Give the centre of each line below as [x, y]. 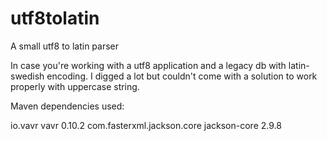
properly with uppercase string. [75, 86]
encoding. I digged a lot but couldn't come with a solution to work [182, 76]
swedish [27, 76]
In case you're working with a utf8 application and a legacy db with [148, 65]
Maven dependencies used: [67, 106]
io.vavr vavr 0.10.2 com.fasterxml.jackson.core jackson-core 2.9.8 [146, 125]
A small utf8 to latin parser [64, 46]
